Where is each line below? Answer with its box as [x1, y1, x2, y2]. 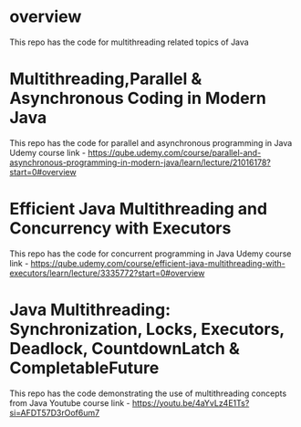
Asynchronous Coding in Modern [9, 89, 266, 109]
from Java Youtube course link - [9, 397, 130, 408]
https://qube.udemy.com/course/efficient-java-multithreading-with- [30, 257, 285, 268]
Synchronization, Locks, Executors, [9, 319, 285, 339]
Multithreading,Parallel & [9, 68, 202, 89]
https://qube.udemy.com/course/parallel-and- [88, 147, 262, 158]
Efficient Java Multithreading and [9, 199, 267, 220]
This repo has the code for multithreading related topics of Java [9, 36, 249, 47]
